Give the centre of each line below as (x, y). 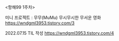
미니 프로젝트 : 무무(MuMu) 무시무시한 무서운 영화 (53, 18)
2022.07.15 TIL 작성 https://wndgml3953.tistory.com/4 (59, 33)
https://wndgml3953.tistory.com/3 (40, 23)
